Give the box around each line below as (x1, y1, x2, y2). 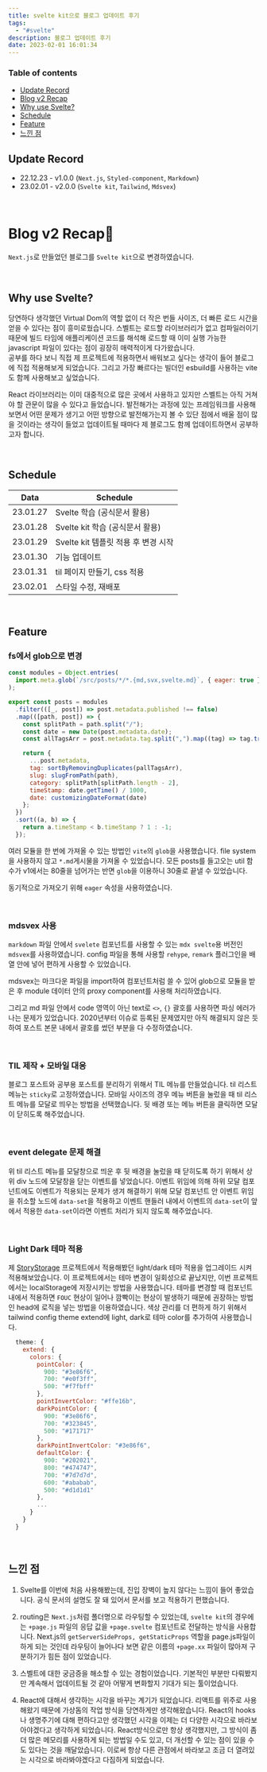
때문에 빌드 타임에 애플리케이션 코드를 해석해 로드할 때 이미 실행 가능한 (8, 333, 226, 342)
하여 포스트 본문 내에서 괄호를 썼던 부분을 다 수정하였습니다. (8, 1023, 193, 1033)
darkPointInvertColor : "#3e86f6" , (37, 1441, 151, 1450)
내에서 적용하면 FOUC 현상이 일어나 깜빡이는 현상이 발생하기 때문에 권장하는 (8, 1293, 239, 1302)
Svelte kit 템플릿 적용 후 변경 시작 (55, 536, 174, 547)
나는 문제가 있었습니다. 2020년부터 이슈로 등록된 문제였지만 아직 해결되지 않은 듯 (8, 1013, 259, 1023)
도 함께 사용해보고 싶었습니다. (8, 373, 100, 382)
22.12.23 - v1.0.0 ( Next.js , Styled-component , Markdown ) (19, 173, 199, 183)
